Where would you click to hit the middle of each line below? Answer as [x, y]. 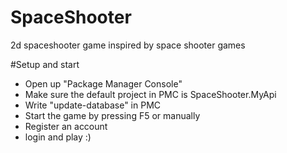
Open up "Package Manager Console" [103, 83]
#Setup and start [45, 64]
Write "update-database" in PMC [93, 105]
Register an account [66, 126]
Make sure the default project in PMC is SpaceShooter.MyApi [150, 94]
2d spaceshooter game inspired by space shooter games [128, 45]
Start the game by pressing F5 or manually [112, 115]
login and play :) [58, 137]
